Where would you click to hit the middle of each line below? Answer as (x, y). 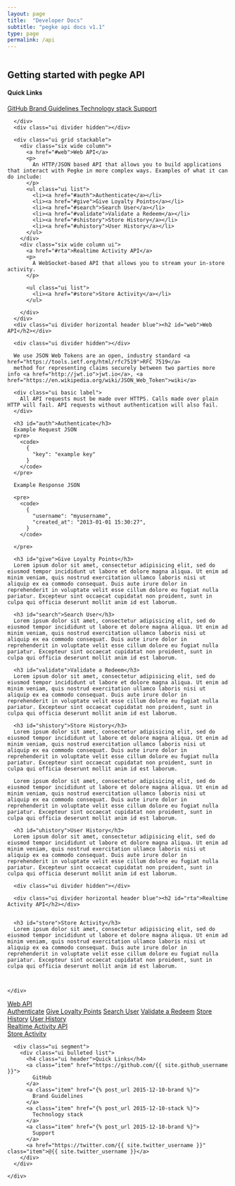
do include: (25, 177)
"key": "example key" (64, 454)
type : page (23, 33)
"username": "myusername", (72, 516)
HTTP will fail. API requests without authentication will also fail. (113, 405)
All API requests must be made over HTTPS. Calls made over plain (119, 399)
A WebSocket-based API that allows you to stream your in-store (129, 263)
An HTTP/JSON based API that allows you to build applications (127, 164)
